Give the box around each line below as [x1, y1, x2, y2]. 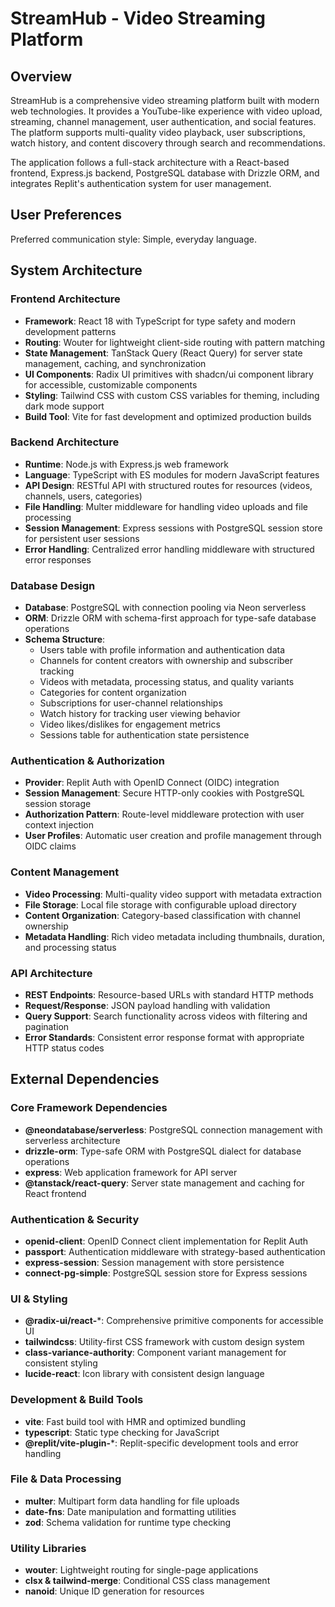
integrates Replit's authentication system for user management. [10, 178, 272, 189]
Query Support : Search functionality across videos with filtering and [24, 1010, 308, 1022]
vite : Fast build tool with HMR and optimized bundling [24, 1415, 247, 1427]
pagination [24, 1020, 70, 1032]
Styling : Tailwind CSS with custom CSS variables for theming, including [24, 389, 320, 401]
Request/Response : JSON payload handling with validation [24, 999, 271, 1011]
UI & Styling [10, 1292, 68, 1306]
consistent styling [24, 1357, 98, 1369]
